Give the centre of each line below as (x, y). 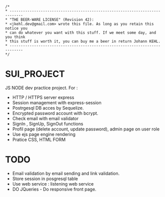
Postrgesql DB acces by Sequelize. (48, 108)
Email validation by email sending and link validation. (66, 173)
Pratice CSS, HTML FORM (39, 139)
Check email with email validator (45, 118)
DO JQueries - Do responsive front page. (54, 189)
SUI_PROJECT (35, 74)
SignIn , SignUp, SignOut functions (48, 124)
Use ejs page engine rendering (44, 134)
